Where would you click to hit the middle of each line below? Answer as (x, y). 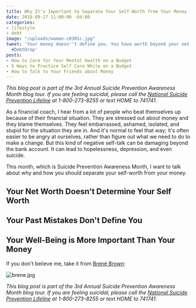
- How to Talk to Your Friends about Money (60, 71)
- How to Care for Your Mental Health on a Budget (69, 60)
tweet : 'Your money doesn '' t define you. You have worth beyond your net (98, 45)
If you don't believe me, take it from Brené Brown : (66, 263)
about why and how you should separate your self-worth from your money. (97, 173)
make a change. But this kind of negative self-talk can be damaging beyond (97, 143)
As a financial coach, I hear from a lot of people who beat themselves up (94, 112)
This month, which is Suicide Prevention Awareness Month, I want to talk (94, 167)
